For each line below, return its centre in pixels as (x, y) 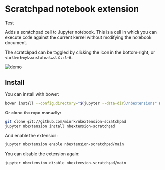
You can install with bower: (32, 94)
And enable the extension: (31, 136)
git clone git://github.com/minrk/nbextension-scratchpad (66, 121)
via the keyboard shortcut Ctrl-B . (39, 57)
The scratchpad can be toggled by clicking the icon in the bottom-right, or (80, 52)
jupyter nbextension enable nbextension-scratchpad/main (65, 144)
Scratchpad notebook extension (72, 9)
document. (16, 42)
